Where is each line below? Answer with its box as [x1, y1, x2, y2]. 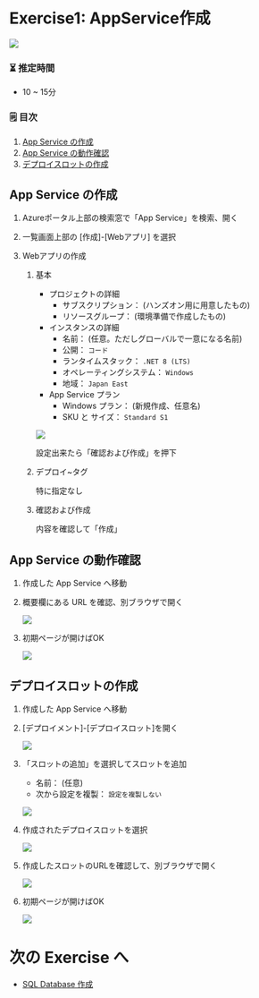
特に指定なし [35, 485, 83, 497]
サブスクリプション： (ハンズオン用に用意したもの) [62, 300, 251, 311]
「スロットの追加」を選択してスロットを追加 [21, 758, 188, 769]
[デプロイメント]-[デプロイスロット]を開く [21, 722, 179, 733]
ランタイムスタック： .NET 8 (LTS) [62, 355, 191, 367]
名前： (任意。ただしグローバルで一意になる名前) [62, 333, 243, 345]
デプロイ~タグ [35, 466, 88, 477]
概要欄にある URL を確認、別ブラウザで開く [21, 597, 184, 608]
